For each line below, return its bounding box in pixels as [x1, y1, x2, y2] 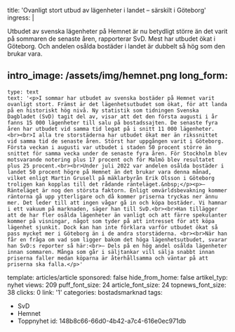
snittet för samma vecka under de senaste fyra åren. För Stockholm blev [7, 150, 228, 157]
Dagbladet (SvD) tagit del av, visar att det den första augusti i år [7, 113, 218, 120]
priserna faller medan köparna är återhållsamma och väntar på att [7, 255, 209, 262]
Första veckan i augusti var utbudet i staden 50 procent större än [7, 143, 212, 151]
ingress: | [7, 13, 34, 22]
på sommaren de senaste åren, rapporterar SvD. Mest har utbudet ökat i [7, 34, 216, 43]
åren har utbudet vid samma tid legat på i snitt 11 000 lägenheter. [7, 125, 215, 132]
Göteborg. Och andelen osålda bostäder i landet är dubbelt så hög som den [7, 42, 226, 50]
